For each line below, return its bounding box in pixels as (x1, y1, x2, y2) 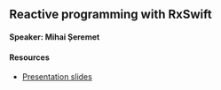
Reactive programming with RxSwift (9, 7, 212, 22)
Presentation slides (21, 71, 93, 82)
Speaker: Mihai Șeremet (9, 31, 100, 42)
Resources (9, 52, 51, 63)
